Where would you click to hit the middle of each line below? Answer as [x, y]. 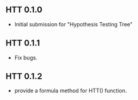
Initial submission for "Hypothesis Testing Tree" [74, 24]
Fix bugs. [26, 57]
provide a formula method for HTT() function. [71, 91]
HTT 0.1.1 [23, 43]
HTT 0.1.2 [24, 76]
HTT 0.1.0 [24, 10]
